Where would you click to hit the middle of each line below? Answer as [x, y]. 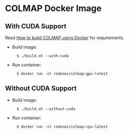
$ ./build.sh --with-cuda [43, 56]
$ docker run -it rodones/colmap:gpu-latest [62, 74]
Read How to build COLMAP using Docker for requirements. [65, 38]
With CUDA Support [36, 26]
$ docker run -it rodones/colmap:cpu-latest [62, 127]
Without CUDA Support [41, 88]
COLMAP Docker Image [53, 8]
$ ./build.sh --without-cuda [46, 109]
